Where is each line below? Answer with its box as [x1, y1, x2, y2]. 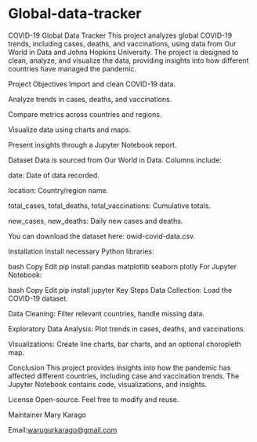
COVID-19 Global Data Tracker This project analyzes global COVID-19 [8, 31, 233, 40]
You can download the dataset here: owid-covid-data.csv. [8, 231, 196, 240]
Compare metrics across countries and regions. [8, 109, 162, 119]
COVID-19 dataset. [8, 294, 68, 303]
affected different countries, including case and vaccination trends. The [8, 371, 240, 381]
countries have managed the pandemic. [8, 64, 137, 73]
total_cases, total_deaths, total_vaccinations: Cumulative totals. [8, 201, 212, 210]
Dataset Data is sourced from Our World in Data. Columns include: [8, 155, 222, 165]
